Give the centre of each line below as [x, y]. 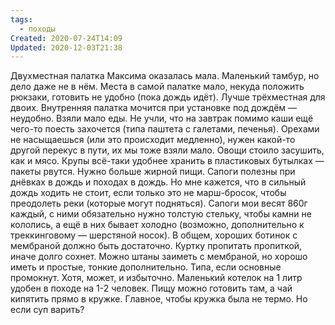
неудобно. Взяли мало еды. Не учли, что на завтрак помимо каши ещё [162, 118]
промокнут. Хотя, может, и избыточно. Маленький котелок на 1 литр [156, 278]
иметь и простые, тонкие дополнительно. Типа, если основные [146, 267]
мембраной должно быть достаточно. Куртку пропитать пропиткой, [156, 246]
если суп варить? [47, 310]
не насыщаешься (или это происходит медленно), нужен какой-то [153, 140]
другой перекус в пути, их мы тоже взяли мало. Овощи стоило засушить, [167, 150]
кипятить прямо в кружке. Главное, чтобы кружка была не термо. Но [159, 299]
